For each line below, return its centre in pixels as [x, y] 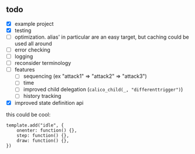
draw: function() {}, [43, 141]
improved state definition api [49, 102]
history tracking [42, 96]
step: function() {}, [43, 135]
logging [24, 57]
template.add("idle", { [35, 125]
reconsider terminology [43, 63]
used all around [33, 44]
